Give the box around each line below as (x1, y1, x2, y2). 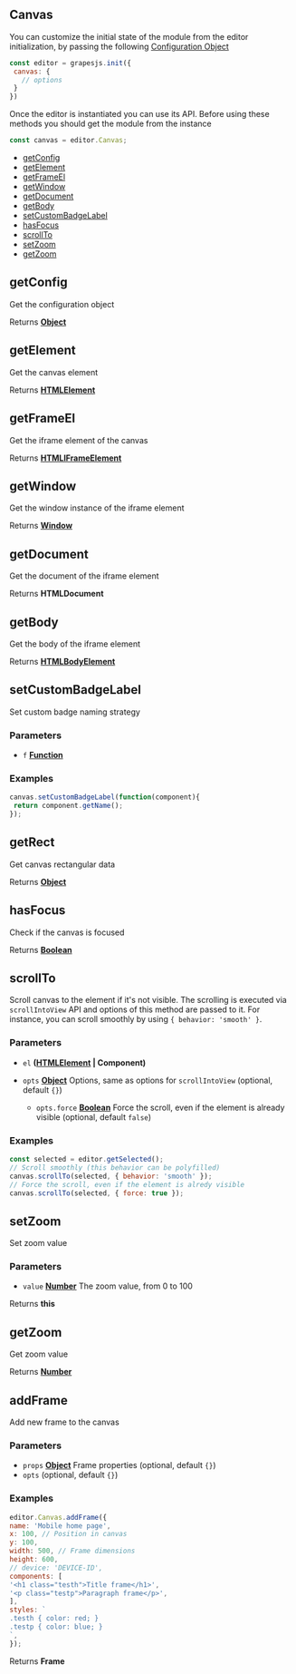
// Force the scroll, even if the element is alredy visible (9, 1180, 245, 1189)
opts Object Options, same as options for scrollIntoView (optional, (22, 1075, 273, 1085)
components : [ (9, 1572, 63, 1581)
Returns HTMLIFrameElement (9, 453, 122, 463)
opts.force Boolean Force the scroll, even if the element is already (35, 1102, 285, 1113)
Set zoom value (9, 1238, 68, 1249)
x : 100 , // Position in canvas (9, 1530, 128, 1539)
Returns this (9, 1299, 56, 1309)
